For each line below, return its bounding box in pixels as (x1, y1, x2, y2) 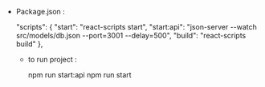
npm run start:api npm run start (27, 70, 132, 79)
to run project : (27, 55, 78, 64)
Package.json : (15, 7, 66, 16)
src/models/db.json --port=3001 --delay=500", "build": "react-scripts (15, 31, 247, 40)
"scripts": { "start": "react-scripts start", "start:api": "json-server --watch (15, 22, 257, 31)
